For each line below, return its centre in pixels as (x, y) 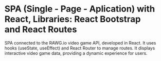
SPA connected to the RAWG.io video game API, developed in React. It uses (80, 43)
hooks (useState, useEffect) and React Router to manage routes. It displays (80, 48)
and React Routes (41, 30)
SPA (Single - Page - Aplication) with (80, 9)
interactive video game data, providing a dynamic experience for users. (76, 53)
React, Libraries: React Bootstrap (73, 19)
